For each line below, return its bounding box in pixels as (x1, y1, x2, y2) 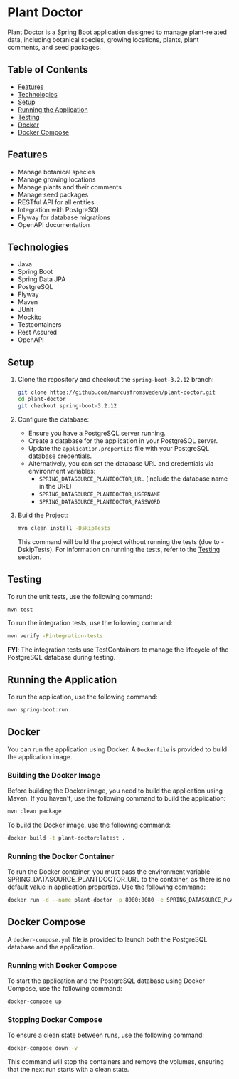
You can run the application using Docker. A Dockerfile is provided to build (7, 745, 228, 754)
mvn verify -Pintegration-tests (7, 632, 103, 640)
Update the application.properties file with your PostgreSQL (28, 444, 210, 452)
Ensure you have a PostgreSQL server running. (28, 429, 166, 437)
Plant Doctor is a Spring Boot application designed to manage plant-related (7, 28, 228, 36)
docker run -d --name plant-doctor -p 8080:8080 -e (7, 897, 164, 904)
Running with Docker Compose (7, 960, 117, 970)
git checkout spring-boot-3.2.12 (17, 402, 117, 410)
